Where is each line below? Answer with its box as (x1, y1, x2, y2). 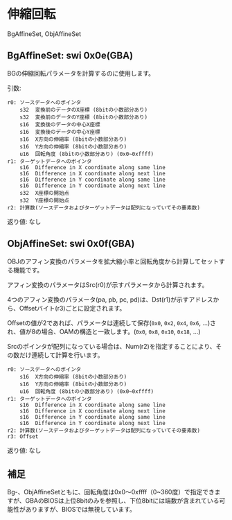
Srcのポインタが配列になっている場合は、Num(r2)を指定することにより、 (7, 342, 216, 350)
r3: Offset (7, 433, 39, 440)
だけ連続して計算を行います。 (19, 351, 104, 359)
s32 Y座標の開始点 (19, 197, 69, 204)
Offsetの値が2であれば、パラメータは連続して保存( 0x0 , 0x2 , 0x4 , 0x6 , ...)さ (7, 318, 217, 327)
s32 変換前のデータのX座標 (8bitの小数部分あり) (19, 106, 148, 113)
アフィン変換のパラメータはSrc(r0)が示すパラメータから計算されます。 (7, 280, 208, 288)
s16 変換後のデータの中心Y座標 (19, 128, 100, 135)
